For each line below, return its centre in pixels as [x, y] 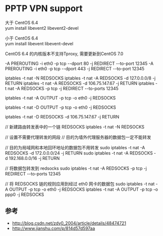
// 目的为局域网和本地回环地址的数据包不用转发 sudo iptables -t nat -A [75, 147]
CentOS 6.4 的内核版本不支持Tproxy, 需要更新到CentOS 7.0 [64, 54]
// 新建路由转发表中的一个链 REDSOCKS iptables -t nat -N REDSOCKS [75, 127]
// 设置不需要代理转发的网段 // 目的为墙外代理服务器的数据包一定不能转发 [78, 137]
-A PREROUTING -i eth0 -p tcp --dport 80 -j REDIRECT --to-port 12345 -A [79, 63]
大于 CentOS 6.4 [22, 22]
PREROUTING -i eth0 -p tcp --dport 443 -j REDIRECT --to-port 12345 [75, 68]
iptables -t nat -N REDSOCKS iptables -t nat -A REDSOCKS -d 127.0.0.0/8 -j [80, 78]
